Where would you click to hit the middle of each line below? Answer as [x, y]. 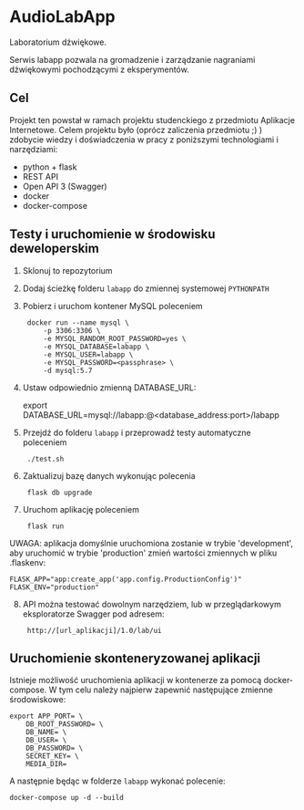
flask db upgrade [60, 493]
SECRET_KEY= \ [52, 756]
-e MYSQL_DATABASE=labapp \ [96, 347]
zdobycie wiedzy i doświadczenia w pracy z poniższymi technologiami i [144, 140]
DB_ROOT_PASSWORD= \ [65, 724]
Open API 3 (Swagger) [65, 186]
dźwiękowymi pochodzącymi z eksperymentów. [99, 69]
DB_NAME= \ [46, 732]
